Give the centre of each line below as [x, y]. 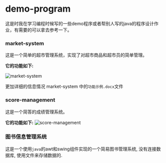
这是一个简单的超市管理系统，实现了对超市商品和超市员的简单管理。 [76, 55]
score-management [30, 100]
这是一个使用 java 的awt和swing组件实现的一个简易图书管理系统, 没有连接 [81, 149]
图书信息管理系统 [26, 137]
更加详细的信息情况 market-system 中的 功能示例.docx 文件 [64, 86]
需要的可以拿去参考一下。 [45, 30]
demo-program [38, 9]
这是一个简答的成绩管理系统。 [36, 112]
